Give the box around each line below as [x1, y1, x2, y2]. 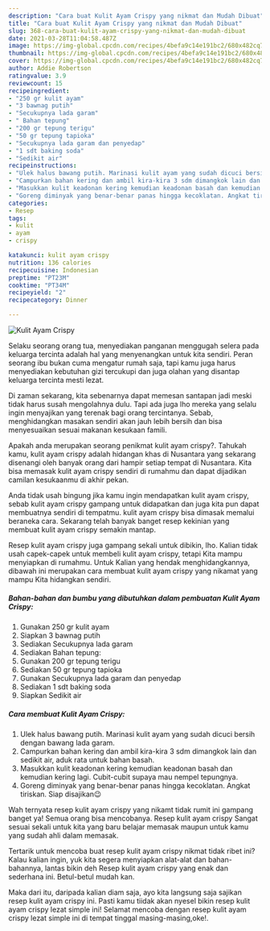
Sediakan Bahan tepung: [19, 647, 102, 657]
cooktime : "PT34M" [8, 281, 70, 289]
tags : [8, 214, 27, 222]
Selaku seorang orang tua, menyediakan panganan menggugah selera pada [8, 341, 260, 351]
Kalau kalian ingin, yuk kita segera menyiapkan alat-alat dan [8, 854, 207, 864]
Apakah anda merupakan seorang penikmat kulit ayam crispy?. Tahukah [8, 441, 247, 450]
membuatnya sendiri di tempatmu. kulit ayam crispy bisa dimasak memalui [8, 508, 255, 517]
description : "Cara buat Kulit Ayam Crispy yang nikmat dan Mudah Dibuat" [8, 11, 264, 20]
